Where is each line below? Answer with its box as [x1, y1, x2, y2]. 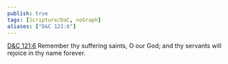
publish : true [7, 10, 49, 17]
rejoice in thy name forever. [7, 49, 86, 57]
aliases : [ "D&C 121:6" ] [7, 23, 77, 30]
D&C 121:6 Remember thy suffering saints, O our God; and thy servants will [7, 42, 222, 50]
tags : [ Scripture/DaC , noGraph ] [7, 17, 101, 23]
